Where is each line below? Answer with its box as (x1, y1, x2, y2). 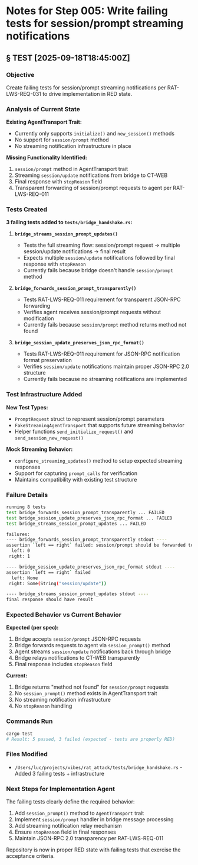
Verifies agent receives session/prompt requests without (23, 309, 161, 316)
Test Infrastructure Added (6, 390, 82, 399)
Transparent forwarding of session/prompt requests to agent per (14, 185, 172, 192)
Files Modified (6, 750, 48, 759)
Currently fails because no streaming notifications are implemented (23, 376, 187, 383)
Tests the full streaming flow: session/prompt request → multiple (23, 241, 181, 249)
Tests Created (6, 205, 48, 214)
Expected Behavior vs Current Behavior (6, 611, 122, 619)
